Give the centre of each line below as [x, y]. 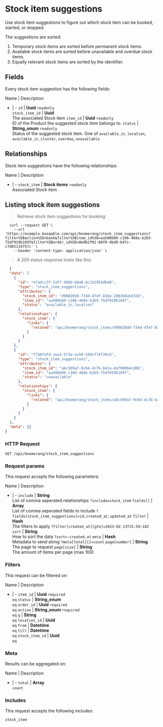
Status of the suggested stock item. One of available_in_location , [79, 133]
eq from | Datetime [31, 625]
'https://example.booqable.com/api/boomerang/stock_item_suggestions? [78, 234]
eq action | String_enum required [46, 609]
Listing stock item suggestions [53, 205]
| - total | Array [28, 682]
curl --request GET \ [31, 225]
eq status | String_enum [37, 599]
